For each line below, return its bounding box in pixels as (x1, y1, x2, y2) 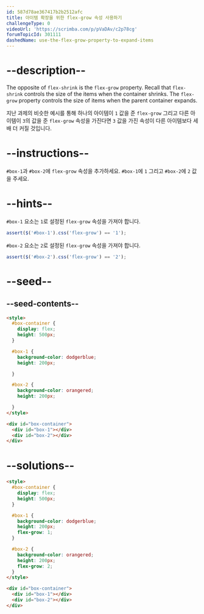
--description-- (6, 63, 86, 78)
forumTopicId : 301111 (6, 32, 62, 38)
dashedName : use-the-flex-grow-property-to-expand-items (6, 37, 154, 43)
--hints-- (6, 197, 53, 211)
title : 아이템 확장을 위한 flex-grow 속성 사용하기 (6, 15, 122, 21)
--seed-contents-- (6, 298, 79, 309)
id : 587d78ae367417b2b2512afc (6, 9, 83, 15)
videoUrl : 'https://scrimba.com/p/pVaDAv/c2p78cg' (6, 26, 138, 32)
